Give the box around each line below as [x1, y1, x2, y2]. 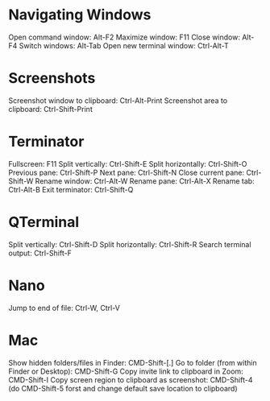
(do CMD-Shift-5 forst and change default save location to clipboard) [8, 383, 238, 393]
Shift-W [8, 176, 34, 186]
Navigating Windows [8, 6, 152, 24]
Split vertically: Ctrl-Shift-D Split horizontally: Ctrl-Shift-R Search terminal [8, 239, 251, 249]
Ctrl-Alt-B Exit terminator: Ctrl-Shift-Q [8, 184, 134, 194]
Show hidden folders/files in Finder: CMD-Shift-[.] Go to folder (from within [8, 358, 257, 367]
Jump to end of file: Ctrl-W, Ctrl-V [8, 303, 121, 312]
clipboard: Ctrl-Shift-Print [8, 104, 93, 114]
